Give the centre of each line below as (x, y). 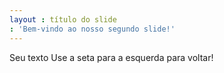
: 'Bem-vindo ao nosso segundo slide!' (92, 29)
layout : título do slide (63, 19)
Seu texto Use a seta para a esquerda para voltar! (111, 57)
